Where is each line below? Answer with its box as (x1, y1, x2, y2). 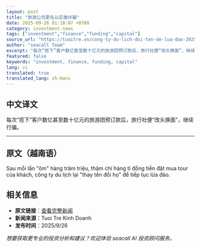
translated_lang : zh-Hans (6, 75, 71, 81)
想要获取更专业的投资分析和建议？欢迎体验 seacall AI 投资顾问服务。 (6, 234, 175, 242)
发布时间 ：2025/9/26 (14, 222, 68, 229)
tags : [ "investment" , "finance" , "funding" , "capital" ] (6, 31, 141, 37)
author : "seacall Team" (6, 42, 66, 48)
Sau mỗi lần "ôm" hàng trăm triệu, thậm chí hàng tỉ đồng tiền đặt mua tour (6, 164, 188, 172)
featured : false (6, 53, 47, 59)
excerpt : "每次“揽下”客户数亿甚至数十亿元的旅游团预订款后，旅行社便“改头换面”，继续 (6, 48, 196, 54)
